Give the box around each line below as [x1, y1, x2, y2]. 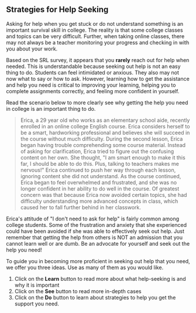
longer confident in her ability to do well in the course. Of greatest [20, 185, 180, 192]
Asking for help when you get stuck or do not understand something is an [6, 20, 184, 27]
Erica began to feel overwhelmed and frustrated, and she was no [20, 179, 177, 186]
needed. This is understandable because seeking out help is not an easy [6, 63, 181, 70]
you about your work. [6, 45, 58, 52]
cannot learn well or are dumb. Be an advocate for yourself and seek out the [6, 240, 190, 247]
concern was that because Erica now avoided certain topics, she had [20, 191, 187, 198]
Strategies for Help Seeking [6, 5, 109, 15]
